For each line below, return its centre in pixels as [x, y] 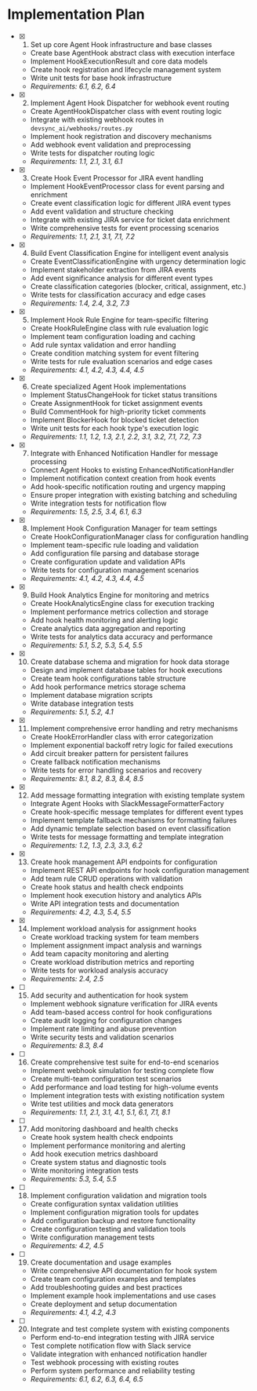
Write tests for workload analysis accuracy [99, 970]
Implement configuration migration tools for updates [114, 1212]
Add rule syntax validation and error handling [103, 345]
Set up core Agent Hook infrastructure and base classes [121, 44]
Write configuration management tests [92, 1237]
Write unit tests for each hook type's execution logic [114, 428]
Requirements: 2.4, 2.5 [67, 978]
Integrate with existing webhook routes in [97, 119]
